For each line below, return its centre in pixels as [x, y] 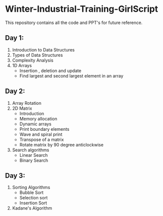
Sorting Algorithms [31, 188]
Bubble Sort [32, 192]
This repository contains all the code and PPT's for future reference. [74, 23]
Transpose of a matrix [42, 139]
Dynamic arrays [35, 124]
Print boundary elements [44, 129]
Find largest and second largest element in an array [71, 76]
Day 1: [14, 38]
